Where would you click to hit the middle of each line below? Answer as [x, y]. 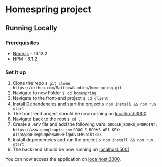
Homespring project [48, 9]
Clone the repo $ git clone [41, 83]
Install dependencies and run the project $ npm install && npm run [83, 140]
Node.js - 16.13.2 [30, 53]
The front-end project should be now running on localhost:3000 [79, 114]
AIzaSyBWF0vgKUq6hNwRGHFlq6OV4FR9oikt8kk [57, 135]
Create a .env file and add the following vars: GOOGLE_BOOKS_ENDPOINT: [85, 124]
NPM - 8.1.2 [25, 59]
